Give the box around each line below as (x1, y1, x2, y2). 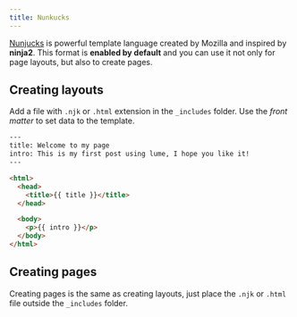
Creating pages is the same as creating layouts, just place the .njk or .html (9, 288, 286, 299)
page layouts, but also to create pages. (9, 56, 153, 67)
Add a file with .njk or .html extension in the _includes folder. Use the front (9, 106, 288, 117)
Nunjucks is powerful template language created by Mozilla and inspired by (9, 38, 287, 48)
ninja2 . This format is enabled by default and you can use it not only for (9, 46, 276, 58)
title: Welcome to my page (9, 141, 110, 150)
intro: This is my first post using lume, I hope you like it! (9, 149, 250, 159)
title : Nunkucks (9, 13, 70, 22)
